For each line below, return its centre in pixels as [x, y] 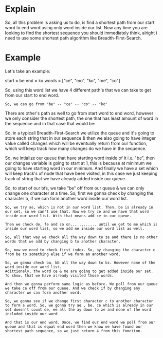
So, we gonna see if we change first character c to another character [79, 301]
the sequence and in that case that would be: [50, 123]
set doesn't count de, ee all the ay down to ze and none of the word [78, 310]
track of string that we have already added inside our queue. [66, 178]
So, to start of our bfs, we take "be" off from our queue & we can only [75, 188]
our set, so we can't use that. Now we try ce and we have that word [77, 211]
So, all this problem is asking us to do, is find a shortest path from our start [80, 22]
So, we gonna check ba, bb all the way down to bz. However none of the [80, 263]
